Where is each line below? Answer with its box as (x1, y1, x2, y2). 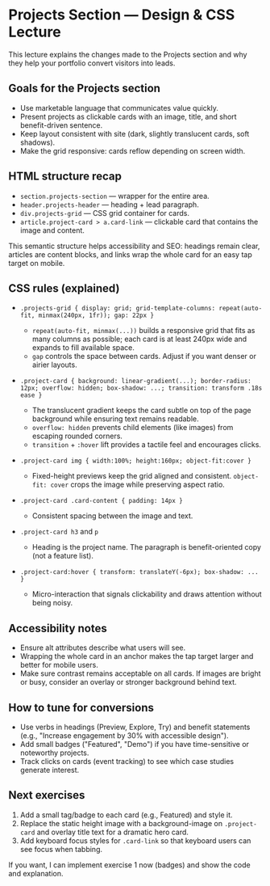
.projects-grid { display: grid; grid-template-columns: (19, 305, 216, 313)
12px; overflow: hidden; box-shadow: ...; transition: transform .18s (19, 384, 263, 393)
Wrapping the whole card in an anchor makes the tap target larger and (19, 652, 254, 661)
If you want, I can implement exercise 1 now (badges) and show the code (8, 859, 251, 870)
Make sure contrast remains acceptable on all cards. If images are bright (19, 669, 261, 678)
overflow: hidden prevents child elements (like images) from (31, 423, 234, 432)
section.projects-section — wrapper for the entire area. (19, 191, 210, 200)
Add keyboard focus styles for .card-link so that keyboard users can (19, 835, 251, 846)
